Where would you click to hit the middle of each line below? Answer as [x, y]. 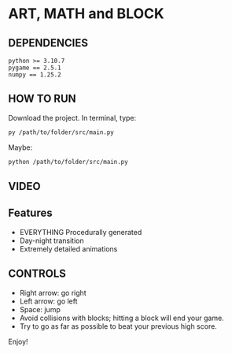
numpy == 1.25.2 [35, 75]
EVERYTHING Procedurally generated [81, 232]
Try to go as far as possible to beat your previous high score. [118, 326]
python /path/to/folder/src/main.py [68, 162]
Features [30, 213]
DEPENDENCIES [48, 43]
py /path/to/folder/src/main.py [61, 132]
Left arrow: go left [48, 301]
